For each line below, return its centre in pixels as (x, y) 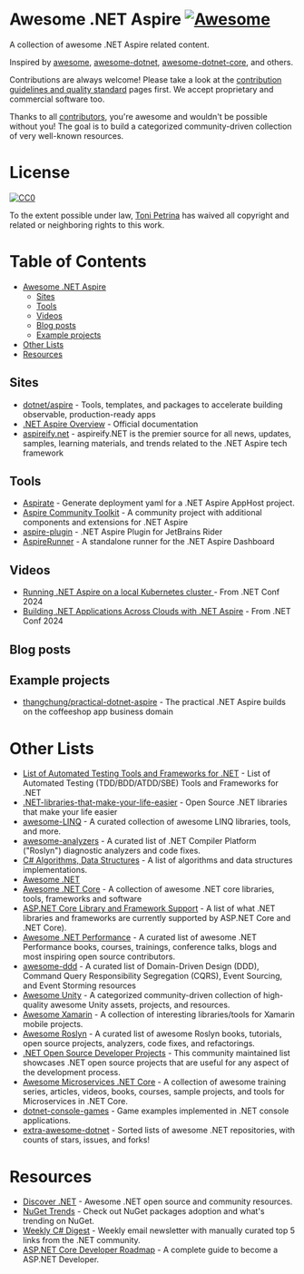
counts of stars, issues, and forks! (86, 1140)
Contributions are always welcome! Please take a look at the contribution (146, 79)
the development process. (71, 1073)
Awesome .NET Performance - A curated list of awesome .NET (139, 937)
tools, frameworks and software (82, 899)
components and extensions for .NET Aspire (105, 523)
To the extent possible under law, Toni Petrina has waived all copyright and (149, 215)
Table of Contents (78, 262)
